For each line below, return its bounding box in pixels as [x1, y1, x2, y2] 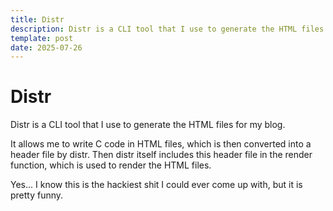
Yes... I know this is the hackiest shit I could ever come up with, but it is [10, 179, 303, 191]
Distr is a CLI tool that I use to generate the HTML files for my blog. [10, 119, 286, 131]
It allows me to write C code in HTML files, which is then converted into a [10, 138, 312, 150]
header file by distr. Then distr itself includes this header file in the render [10, 149, 313, 161]
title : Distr [10, 14, 65, 25]
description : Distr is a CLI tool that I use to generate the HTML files [10, 24, 325, 34]
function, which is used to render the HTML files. [10, 159, 212, 171]
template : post [10, 33, 74, 43]
